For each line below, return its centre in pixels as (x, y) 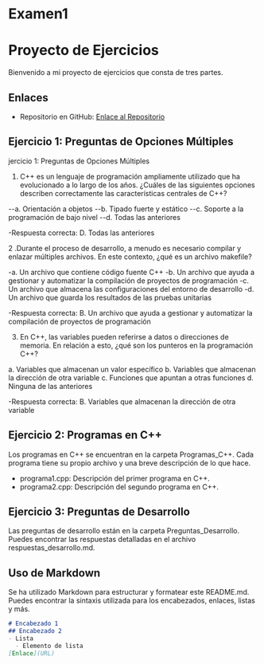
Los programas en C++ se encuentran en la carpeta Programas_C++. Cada (131, 454)
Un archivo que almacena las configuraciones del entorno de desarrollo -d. (131, 289)
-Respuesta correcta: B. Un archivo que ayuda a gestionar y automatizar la (130, 312)
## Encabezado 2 (35, 631)
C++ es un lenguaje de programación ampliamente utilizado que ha (130, 176)
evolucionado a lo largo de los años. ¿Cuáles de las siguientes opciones (138, 185)
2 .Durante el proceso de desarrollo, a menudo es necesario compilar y (125, 248)
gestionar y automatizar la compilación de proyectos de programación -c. (128, 281)
